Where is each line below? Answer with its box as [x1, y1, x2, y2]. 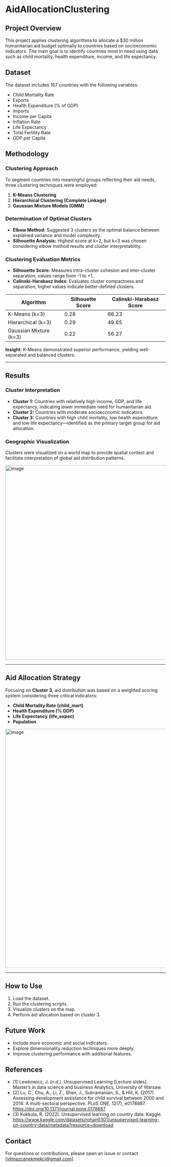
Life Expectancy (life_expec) [12, 713, 75, 719]
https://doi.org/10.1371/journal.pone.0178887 [12, 1106, 106, 1112]
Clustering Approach [5, 165, 59, 172]
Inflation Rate [12, 119, 41, 125]
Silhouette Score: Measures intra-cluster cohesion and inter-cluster [12, 267, 156, 273]
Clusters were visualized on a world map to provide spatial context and [5, 449, 154, 456]
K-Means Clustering [12, 192, 57, 198]
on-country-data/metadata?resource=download [12, 1122, 113, 1128]
